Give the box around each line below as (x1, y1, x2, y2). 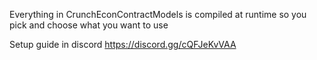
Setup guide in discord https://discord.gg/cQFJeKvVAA (9, 39, 237, 50)
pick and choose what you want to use (9, 19, 169, 31)
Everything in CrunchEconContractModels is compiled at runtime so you (9, 9, 307, 20)
